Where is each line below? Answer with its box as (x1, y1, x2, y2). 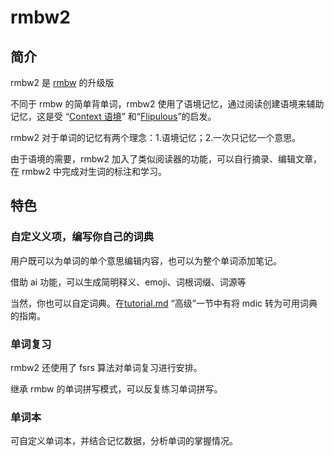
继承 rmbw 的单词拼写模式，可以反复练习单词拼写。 (10, 382, 223, 395)
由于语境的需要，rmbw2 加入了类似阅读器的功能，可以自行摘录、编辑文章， (10, 153, 323, 165)
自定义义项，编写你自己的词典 (10, 230, 155, 244)
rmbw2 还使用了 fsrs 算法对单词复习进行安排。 (10, 361, 203, 373)
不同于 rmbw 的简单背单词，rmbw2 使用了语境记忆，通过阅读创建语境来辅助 (10, 98, 325, 110)
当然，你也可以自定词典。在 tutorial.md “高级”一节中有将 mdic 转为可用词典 (10, 297, 318, 309)
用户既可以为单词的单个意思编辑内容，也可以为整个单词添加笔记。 (10, 254, 282, 266)
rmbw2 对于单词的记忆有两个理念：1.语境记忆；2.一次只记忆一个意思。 (10, 132, 302, 143)
